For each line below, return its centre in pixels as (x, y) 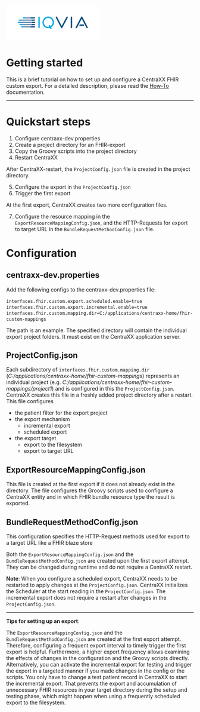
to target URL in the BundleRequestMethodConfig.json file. (85, 229)
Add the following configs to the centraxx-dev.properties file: (81, 289)
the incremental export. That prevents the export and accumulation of (91, 684)
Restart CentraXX (36, 157)
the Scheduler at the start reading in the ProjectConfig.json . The (86, 591)
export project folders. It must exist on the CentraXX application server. (93, 336)
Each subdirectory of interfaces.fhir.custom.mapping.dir (78, 370)
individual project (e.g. (34, 382)
